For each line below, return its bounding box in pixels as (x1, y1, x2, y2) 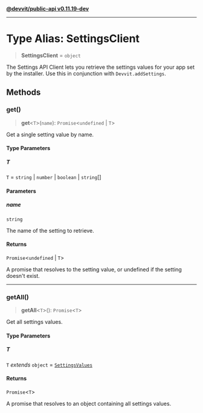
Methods (6, 87, 41, 98)
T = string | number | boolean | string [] (6, 174, 101, 181)
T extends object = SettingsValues (6, 361, 92, 368)
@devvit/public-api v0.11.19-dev (6, 5, 89, 12)
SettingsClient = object (21, 51, 81, 59)
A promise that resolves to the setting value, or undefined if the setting (6, 265, 182, 273)
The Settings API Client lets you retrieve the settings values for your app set (6, 63, 195, 71)
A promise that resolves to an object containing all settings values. (6, 400, 172, 408)
